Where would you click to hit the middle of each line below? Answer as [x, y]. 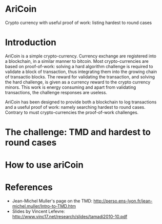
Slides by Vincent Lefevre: [38, 211]
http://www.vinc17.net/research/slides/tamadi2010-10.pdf [70, 217]
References [29, 187]
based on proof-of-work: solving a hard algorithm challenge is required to [79, 66]
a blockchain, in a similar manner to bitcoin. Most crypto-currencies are [77, 61]
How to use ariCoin [44, 165]
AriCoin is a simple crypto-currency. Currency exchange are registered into [81, 56]
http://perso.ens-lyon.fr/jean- [123, 201]
